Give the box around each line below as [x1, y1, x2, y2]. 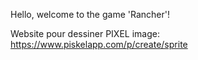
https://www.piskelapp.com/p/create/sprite [10, 39, 188, 50]
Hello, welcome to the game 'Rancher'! [10, 9, 170, 20]
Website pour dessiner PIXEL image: [10, 28, 160, 39]
